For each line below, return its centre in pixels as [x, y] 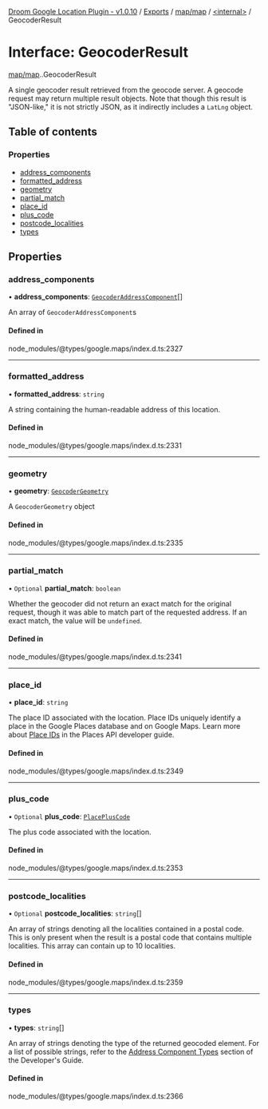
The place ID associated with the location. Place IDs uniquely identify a [125, 717]
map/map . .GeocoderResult [53, 74]
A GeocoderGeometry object [52, 507]
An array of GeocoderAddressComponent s [73, 312]
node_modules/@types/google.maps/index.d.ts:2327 [96, 348]
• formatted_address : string [57, 394]
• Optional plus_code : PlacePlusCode [69, 816]
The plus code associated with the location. [80, 832]
